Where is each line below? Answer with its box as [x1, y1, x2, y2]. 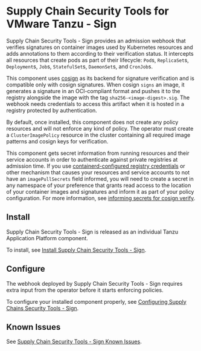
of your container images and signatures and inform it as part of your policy [6, 188, 194, 195]
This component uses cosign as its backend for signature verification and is [6, 74, 195, 82]
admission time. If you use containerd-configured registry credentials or [6, 162, 185, 169]
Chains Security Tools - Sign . [6, 304, 79, 312]
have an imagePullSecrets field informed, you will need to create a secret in [6, 175, 194, 182]
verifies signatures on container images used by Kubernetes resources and [6, 44, 193, 51]
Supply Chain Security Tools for [6, 4, 169, 18]
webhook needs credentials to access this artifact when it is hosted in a [6, 100, 184, 107]
